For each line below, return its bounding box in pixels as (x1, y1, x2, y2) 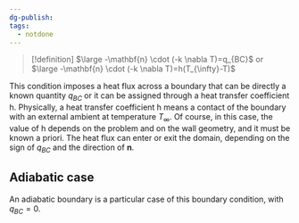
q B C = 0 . (9, 202, 41, 216)
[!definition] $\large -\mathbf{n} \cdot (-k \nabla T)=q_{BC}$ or (30, 54, 264, 65)
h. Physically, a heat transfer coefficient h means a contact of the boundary (9, 102, 287, 112)
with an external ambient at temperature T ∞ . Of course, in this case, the (9, 111, 274, 124)
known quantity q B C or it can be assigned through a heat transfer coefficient (9, 90, 290, 103)
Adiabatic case (9, 170, 95, 186)
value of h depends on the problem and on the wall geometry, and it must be (9, 122, 291, 134)
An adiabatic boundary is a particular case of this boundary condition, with (9, 194, 284, 204)
